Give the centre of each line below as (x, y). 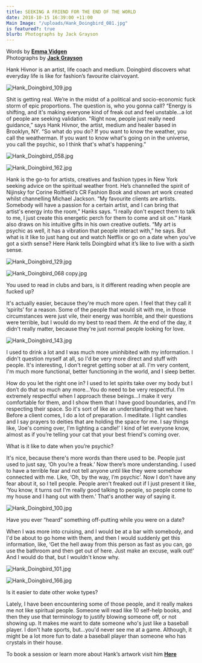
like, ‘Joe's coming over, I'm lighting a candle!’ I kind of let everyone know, (98, 428)
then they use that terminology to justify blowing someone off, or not (91, 617)
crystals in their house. (35, 642)
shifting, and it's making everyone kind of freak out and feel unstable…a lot (99, 112)
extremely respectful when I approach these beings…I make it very (89, 396)
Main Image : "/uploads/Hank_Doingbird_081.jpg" (67, 23)
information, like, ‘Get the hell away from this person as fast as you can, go (99, 545)
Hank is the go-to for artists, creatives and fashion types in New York (92, 179)
